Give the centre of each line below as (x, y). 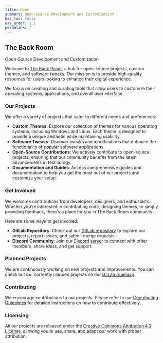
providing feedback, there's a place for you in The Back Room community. (79, 211)
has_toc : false (20, 19)
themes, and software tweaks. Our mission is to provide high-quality (73, 74)
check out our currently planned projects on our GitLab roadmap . (70, 274)
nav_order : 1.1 (20, 23)
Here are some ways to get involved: (42, 221)
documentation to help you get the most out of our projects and (76, 173)
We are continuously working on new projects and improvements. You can (80, 269)
